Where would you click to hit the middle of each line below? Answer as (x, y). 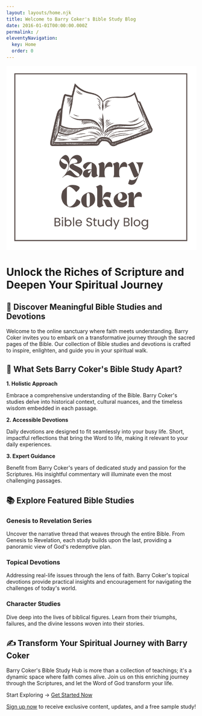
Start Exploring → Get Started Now (49, 695)
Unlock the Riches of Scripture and (95, 272)
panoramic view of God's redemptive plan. (59, 547)
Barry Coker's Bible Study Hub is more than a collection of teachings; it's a (99, 670)
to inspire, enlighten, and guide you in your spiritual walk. (77, 350)
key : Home (24, 45)
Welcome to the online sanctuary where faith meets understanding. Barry (97, 331)
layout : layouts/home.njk (39, 13)
